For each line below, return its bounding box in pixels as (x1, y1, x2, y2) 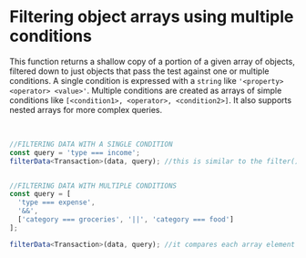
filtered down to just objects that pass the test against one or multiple (9, 66, 270, 77)
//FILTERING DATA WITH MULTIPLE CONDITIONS (9, 181, 178, 191)
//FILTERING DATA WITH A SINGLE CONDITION (9, 139, 173, 149)
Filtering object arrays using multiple (9, 6, 294, 27)
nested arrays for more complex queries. (9, 104, 163, 115)
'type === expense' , (17, 198, 96, 207)
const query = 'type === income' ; (9, 148, 141, 157)
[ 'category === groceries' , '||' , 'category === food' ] (17, 215, 234, 224)
